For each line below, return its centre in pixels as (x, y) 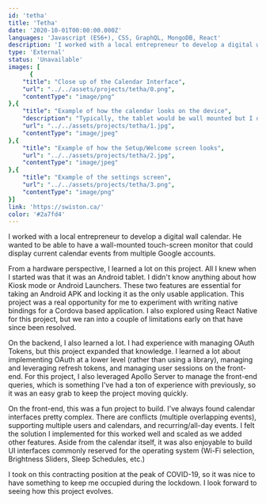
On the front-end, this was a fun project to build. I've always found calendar (132, 409)
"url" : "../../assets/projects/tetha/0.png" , (99, 89)
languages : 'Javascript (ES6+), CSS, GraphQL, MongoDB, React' (115, 38)
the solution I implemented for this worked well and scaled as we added (125, 434)
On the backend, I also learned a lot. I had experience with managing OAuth (131, 343)
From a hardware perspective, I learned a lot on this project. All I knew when (132, 269)
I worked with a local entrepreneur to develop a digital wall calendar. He (125, 237)
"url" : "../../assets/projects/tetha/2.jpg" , (99, 155)
